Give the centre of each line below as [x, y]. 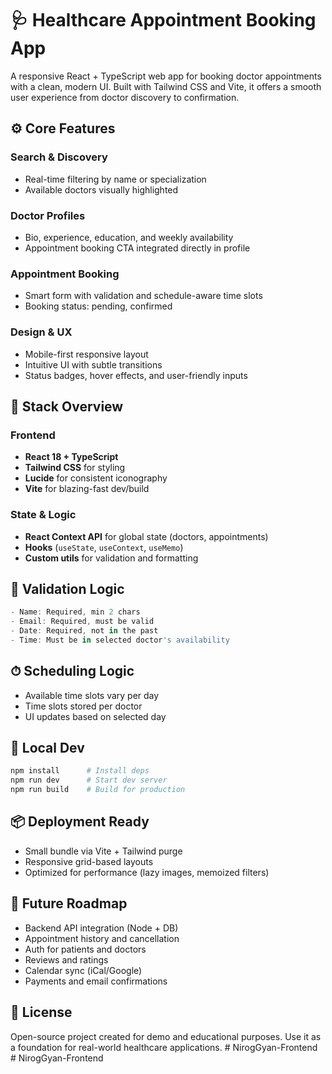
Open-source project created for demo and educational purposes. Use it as [166, 1036]
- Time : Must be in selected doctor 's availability [120, 640]
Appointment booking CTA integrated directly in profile [137, 248]
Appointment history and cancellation [102, 938]
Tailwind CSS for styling [75, 468]
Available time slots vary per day [92, 695]
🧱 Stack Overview [67, 406]
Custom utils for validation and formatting [111, 558]
